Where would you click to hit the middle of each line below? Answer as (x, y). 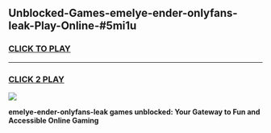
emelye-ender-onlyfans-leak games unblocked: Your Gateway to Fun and (134, 111)
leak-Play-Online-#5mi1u (73, 26)
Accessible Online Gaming (54, 120)
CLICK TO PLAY (40, 49)
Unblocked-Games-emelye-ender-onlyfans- (123, 13)
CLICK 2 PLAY (36, 79)
